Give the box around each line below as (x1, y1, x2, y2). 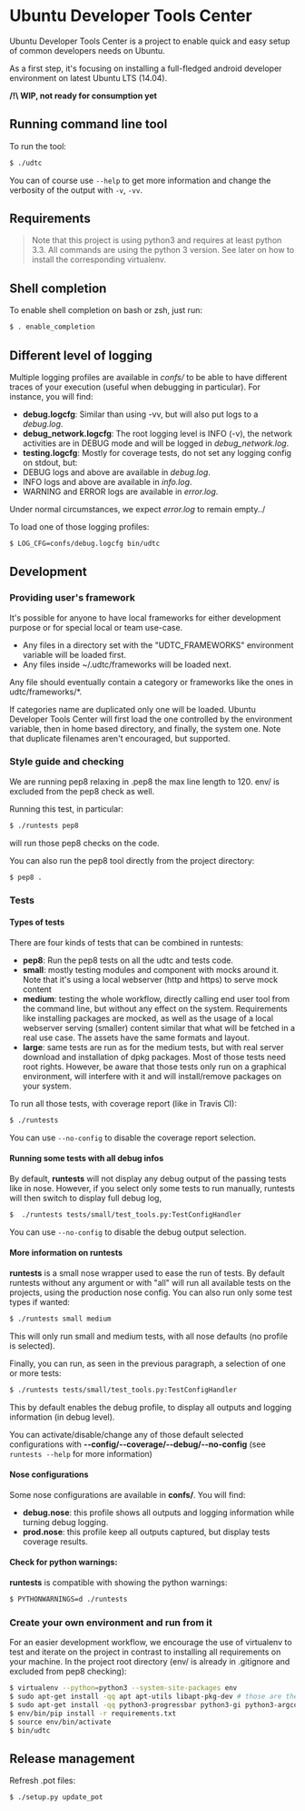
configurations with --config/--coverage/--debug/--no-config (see (9, 1439, 266, 1450)
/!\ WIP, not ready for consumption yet (9, 90, 157, 101)
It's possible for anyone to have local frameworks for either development (9, 612, 281, 623)
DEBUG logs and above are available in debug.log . (22, 466, 212, 478)
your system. (22, 1080, 72, 1091)
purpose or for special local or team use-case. (9, 622, 183, 632)
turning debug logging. (22, 1516, 109, 1527)
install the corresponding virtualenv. (31, 254, 166, 265)
